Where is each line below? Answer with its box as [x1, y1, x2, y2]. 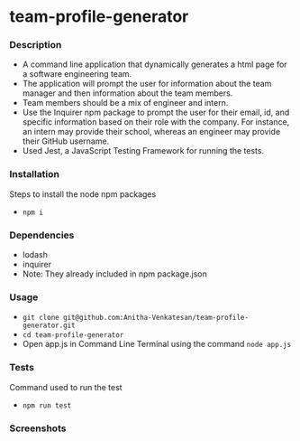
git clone [22, 314, 60, 323]
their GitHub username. [22, 136, 110, 146]
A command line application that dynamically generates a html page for [22, 59, 287, 70]
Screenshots [9, 422, 67, 435]
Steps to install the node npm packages [9, 188, 157, 200]
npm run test [22, 400, 72, 410]
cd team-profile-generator [22, 331, 124, 340]
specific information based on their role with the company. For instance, [22, 117, 290, 127]
